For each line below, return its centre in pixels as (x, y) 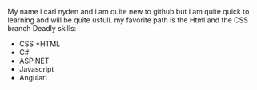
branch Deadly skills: (42, 28)
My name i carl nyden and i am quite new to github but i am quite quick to (128, 12)
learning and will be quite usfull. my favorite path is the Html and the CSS (128, 20)
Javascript (36, 69)
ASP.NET (34, 61)
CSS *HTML (40, 44)
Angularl (33, 78)
